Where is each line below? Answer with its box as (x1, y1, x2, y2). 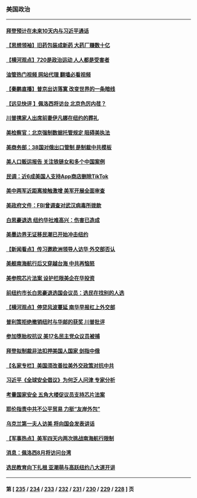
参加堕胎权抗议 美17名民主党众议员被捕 (6, 333, 100, 340)
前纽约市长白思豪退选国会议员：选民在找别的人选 (6, 289, 124, 296)
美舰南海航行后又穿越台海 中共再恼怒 (6, 260, 95, 267)
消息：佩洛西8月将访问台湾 (6, 449, 72, 456)
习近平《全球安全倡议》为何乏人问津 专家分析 (6, 376, 116, 383)
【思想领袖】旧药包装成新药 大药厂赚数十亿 (6, 42, 110, 49)
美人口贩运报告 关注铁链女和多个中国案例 (6, 158, 106, 165)
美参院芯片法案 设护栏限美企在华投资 (6, 275, 95, 282)
